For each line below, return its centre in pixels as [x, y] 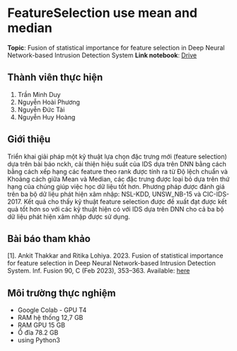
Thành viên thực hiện [55, 77]
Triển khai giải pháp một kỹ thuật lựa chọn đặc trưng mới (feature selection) [117, 156]
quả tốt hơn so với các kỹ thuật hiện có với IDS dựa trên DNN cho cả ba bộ [116, 209]
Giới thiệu [29, 139]
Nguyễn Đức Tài [41, 109]
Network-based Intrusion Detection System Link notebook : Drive [102, 55]
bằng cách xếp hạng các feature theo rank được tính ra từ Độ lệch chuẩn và [118, 171]
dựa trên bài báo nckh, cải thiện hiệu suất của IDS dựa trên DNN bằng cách [117, 163]
